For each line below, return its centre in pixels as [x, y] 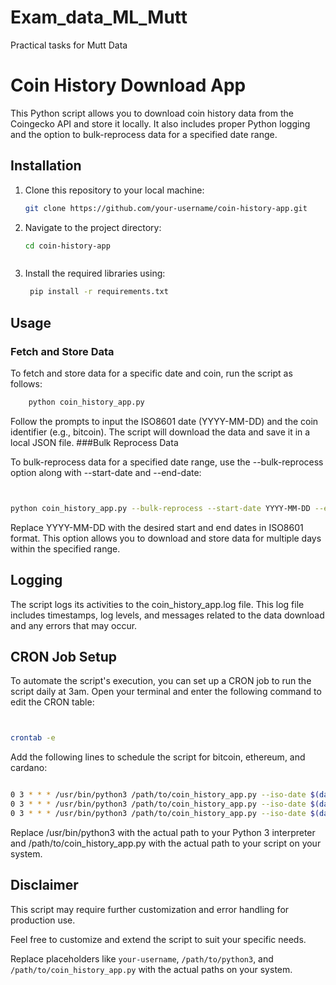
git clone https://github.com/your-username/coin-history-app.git [166, 208]
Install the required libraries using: [95, 273]
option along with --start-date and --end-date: [106, 472]
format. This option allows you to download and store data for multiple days [166, 538]
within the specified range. [65, 548]
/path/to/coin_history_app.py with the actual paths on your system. [151, 969]
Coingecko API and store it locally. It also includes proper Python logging [160, 123]
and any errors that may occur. [74, 625]
